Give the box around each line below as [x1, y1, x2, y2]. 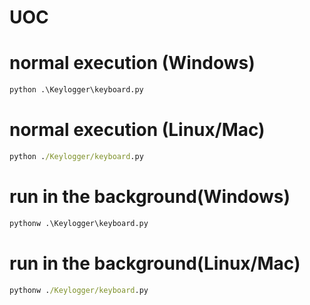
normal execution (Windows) [9, 52, 256, 75]
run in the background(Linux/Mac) [9, 252, 301, 275]
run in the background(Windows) [9, 186, 291, 208]
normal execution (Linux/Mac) [9, 119, 266, 141]
